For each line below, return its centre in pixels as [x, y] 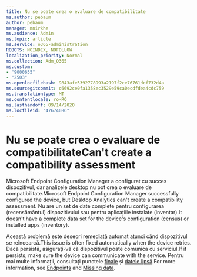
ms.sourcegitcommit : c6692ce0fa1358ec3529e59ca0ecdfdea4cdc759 [85, 89]
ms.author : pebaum [29, 17]
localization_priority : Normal [44, 56]
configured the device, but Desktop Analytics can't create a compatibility [95, 200]
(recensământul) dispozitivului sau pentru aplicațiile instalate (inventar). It [94, 213]
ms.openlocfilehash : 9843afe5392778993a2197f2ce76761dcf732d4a [85, 83]
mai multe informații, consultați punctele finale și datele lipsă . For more [91, 262]
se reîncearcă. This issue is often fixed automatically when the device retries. [99, 243]
